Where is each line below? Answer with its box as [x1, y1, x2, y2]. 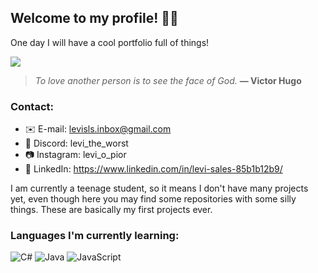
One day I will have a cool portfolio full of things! [10, 36, 210, 48]
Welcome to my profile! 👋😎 [10, 10, 179, 27]
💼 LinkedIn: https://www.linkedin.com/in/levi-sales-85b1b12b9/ [24, 163, 283, 175]
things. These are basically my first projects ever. [10, 204, 213, 216]
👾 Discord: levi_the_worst [24, 137, 129, 150]
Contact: [10, 99, 54, 113]
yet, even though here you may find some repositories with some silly [10, 193, 297, 205]
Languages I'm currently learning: [10, 229, 180, 243]
